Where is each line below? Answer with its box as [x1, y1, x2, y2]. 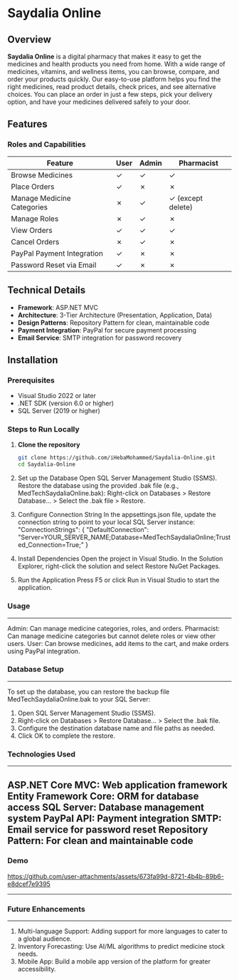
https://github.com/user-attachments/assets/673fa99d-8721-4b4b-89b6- [7, 872, 224, 880]
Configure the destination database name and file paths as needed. [17, 724, 216, 732]
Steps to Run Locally [7, 424, 80, 434]
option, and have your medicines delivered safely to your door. [7, 98, 191, 106]
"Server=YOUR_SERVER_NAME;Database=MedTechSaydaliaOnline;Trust [17, 533, 231, 542]
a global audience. [17, 934, 73, 943]
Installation [7, 354, 58, 366]
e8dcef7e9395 [7, 880, 51, 888]
